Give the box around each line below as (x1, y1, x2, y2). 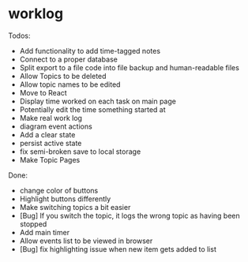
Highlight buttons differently (19, 194, 111, 204)
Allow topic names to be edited (19, 80, 121, 89)
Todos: (8, 31, 31, 40)
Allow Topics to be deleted (19, 71, 107, 80)
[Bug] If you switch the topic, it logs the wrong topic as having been (19, 211, 241, 220)
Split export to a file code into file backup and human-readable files (19, 62, 239, 72)
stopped (19, 219, 47, 229)
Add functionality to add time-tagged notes (19, 46, 160, 55)
